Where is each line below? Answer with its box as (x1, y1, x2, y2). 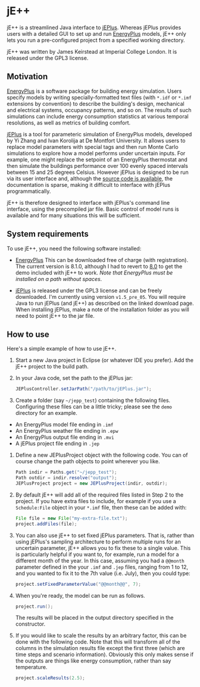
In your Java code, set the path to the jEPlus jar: (15, 374, 133, 382)
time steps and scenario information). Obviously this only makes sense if (15, 651, 194, 658)
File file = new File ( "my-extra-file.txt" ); (15, 515, 128, 522)
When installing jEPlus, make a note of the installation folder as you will (15, 305, 189, 313)
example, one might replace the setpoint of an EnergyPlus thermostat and (7, 156, 188, 163)
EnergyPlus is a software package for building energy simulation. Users (7, 88, 182, 95)
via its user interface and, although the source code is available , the (7, 174, 173, 182)
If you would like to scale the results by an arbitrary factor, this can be (15, 632, 187, 639)
